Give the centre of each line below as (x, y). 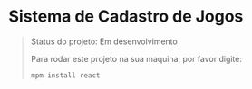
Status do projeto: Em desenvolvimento (104, 41)
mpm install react (65, 75)
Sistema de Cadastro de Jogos (126, 17)
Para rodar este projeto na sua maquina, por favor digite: (136, 58)
